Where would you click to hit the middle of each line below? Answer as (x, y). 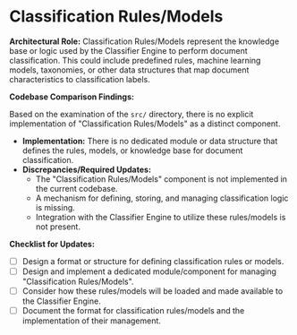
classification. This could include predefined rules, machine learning (135, 60)
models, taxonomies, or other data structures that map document (129, 70)
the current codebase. (76, 188)
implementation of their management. (91, 321)
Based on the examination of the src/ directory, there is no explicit (132, 114)
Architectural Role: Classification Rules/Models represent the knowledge (144, 41)
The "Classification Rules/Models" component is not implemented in (161, 179)
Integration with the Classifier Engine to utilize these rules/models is (161, 217)
